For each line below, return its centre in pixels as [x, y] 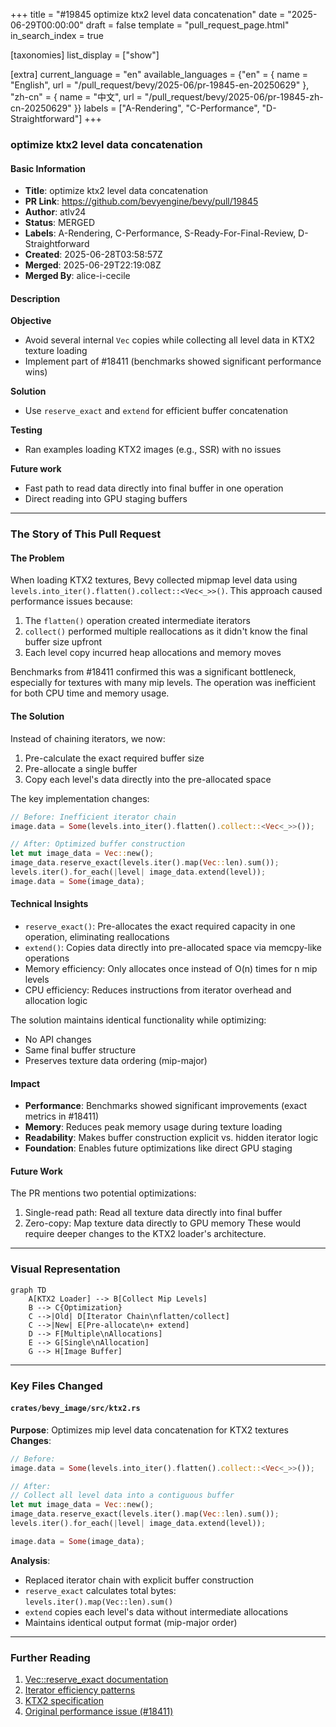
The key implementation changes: [80, 798]
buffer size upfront [63, 642]
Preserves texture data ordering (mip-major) [116, 1060]
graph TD [28, 1290]
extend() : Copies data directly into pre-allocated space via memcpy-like [173, 947]
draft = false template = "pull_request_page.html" [187, 25]
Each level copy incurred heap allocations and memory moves [153, 653]
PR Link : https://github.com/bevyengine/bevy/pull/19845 [141, 201]
